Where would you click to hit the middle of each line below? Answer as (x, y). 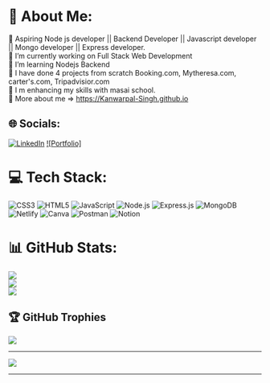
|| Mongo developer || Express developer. (77, 47)
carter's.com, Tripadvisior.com (59, 81)
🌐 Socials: (35, 124)
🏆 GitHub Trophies (57, 317)
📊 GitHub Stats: (63, 247)
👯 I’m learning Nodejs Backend (59, 64)
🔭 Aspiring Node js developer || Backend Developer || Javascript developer (133, 39)
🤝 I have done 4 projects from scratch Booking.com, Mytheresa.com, (123, 72)
